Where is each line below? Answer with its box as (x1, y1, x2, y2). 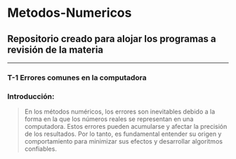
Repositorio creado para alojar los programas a (7, 33, 216, 45)
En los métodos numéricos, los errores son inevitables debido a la (24, 107, 216, 116)
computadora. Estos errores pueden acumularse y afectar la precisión (24, 123, 228, 131)
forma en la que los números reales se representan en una (24, 115, 194, 123)
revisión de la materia (7, 43, 104, 55)
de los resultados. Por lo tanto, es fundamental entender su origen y (24, 130, 222, 138)
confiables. (24, 145, 58, 153)
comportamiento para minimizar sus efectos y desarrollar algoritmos (24, 137, 223, 146)
